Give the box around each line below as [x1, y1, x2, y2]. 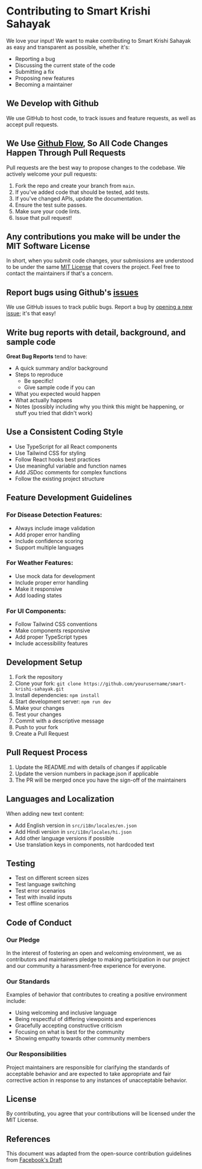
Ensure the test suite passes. [14, 201, 87, 208]
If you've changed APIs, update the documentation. [14, 195, 144, 202]
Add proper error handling [14, 530, 80, 538]
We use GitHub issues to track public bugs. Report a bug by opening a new [6, 303, 193, 311]
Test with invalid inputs [14, 894, 72, 901]
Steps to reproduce [14, 371, 63, 378]
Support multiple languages [14, 544, 84, 551]
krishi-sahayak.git [14, 686, 65, 692]
